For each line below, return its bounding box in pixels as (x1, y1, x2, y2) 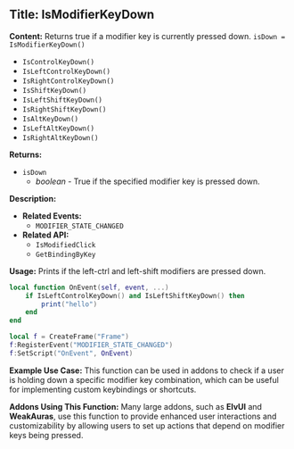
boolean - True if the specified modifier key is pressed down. (35, 176, 260, 187)
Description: (9, 193, 56, 204)
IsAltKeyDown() (21, 114, 79, 123)
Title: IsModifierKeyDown (9, 7, 155, 22)
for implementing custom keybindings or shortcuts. (9, 384, 197, 395)
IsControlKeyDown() (21, 57, 95, 66)
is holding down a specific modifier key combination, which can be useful (9, 374, 279, 385)
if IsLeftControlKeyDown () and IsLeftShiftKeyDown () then (25, 291, 245, 300)
